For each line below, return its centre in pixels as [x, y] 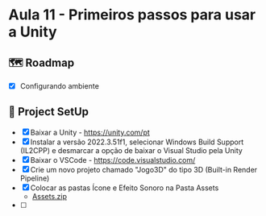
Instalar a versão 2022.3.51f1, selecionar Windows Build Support [137, 142]
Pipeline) [35, 178]
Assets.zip [49, 196]
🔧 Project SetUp [49, 112]
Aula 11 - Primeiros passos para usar [132, 15]
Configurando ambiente [59, 86]
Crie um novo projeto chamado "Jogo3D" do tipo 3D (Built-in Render [144, 169]
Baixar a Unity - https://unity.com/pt [90, 132]
